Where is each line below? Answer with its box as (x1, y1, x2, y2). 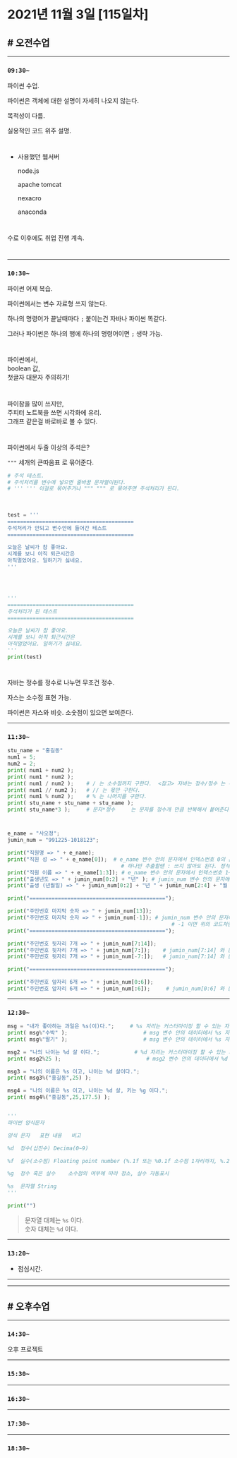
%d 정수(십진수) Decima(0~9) (7, 1145, 89, 1152)
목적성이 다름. (7, 112, 46, 120)
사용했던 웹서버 (17, 152, 60, 161)
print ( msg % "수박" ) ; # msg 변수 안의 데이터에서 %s (7, 1030, 222, 1037)
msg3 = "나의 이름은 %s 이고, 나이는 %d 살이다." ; (7, 1068, 140, 1075)
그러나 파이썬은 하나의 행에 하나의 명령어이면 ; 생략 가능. (7, 330, 163, 338)
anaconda (17, 207, 47, 216)
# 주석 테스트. (7, 472, 44, 479)
